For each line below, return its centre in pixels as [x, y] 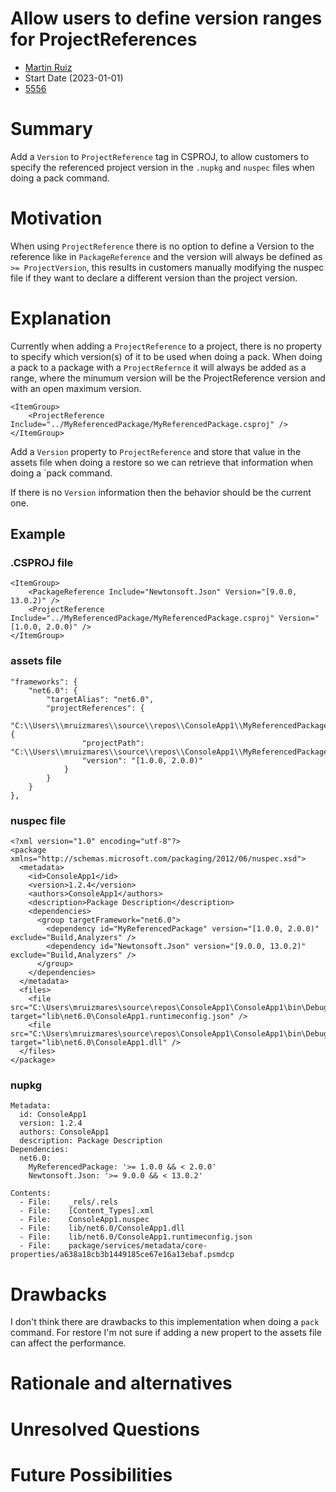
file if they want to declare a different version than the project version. [154, 278]
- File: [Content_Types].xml [87, 1211]
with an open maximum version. [76, 388]
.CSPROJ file [42, 563]
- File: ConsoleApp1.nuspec [84, 1220]
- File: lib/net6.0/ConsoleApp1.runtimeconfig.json [136, 1237]
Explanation [61, 318]
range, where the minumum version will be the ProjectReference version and [168, 378]
